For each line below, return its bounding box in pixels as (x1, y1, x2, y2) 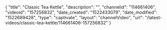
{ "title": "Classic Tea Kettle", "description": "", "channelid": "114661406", (5, 4, 156, 10)
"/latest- (144, 15, 162, 20)
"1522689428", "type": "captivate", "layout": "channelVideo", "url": (5, 15, 144, 20)
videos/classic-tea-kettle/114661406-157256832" (5, 20, 108, 26)
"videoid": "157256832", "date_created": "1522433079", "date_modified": (5, 9, 157, 15)
